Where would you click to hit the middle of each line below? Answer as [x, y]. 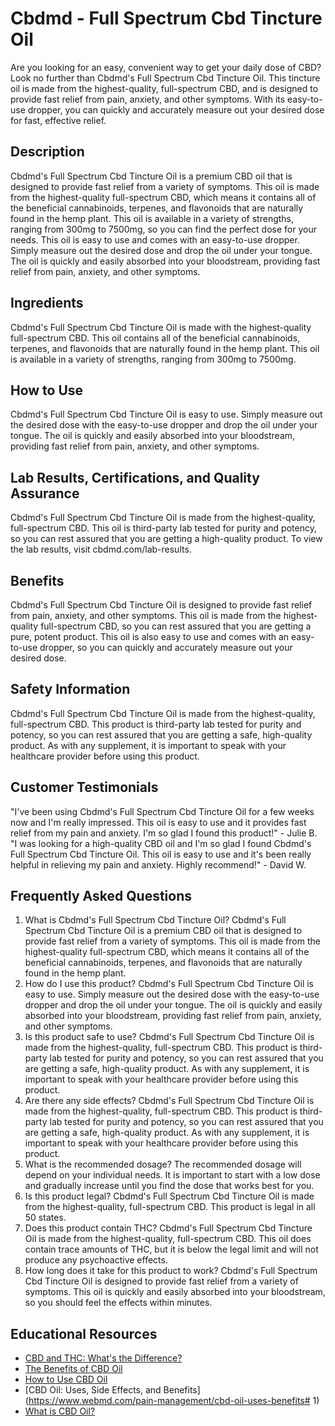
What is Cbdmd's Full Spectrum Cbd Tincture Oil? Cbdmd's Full [155, 920]
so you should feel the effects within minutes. [118, 1303]
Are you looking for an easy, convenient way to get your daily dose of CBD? [166, 67]
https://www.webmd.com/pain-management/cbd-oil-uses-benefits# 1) [174, 1401]
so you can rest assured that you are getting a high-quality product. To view [166, 539]
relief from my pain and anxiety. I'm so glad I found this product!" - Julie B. [164, 833]
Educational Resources [84, 1333]
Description [47, 152]
